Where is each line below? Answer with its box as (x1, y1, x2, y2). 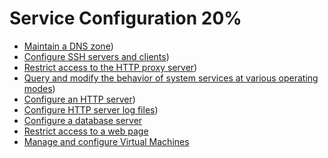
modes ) (23, 82, 56, 94)
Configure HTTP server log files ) (23, 103, 159, 116)
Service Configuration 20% (9, 7, 242, 30)
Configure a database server (23, 114, 143, 126)
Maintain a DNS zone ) (23, 40, 114, 52)
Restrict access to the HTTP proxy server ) (23, 61, 198, 73)
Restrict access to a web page (23, 125, 149, 137)
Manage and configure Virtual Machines (23, 135, 190, 147)
